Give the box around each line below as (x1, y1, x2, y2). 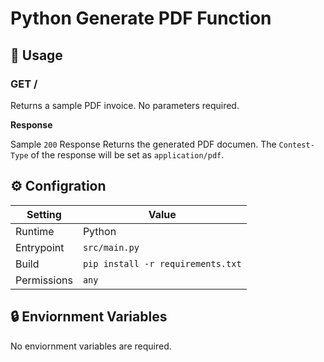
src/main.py (82, 242, 140, 253)
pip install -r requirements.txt (82, 258, 242, 269)
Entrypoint (15, 240, 65, 254)
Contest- (278, 140, 315, 150)
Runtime (15, 224, 55, 238)
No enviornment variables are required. (10, 340, 172, 352)
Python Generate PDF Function (10, 7, 272, 30)
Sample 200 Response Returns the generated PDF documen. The (10, 138, 277, 150)
